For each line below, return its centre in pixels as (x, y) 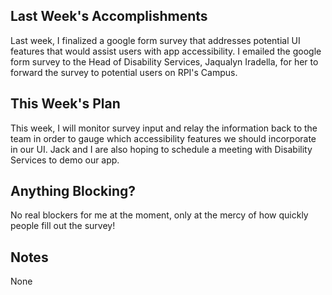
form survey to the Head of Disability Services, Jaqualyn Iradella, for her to (164, 61)
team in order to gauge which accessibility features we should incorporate (163, 138)
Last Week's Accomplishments (109, 16)
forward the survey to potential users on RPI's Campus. (124, 72)
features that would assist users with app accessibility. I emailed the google (166, 51)
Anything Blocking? (73, 191)
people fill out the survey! (63, 226)
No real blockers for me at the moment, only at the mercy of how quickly (159, 215)
